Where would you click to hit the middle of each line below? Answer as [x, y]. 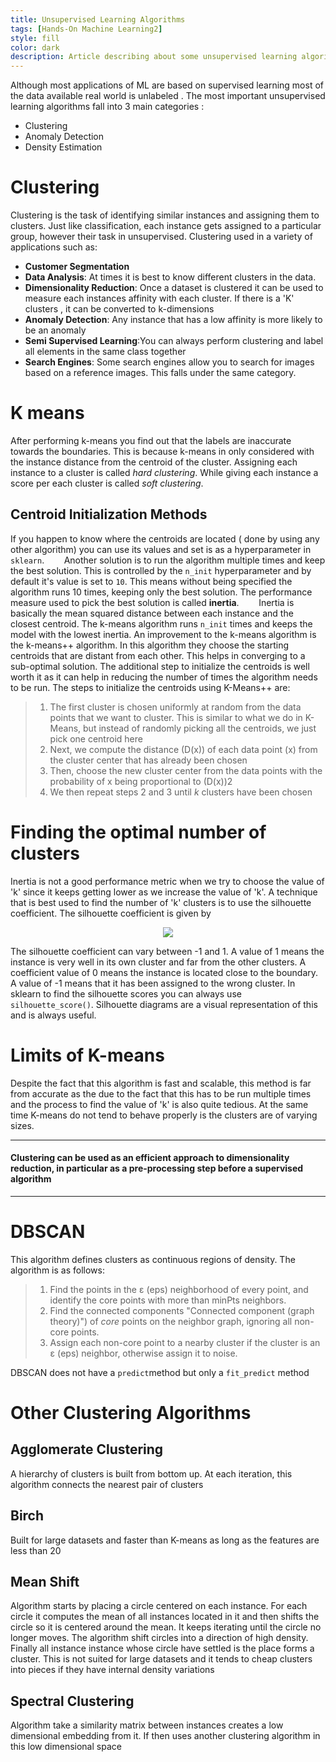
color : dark [35, 47]
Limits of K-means [87, 1055]
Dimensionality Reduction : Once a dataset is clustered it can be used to [174, 288]
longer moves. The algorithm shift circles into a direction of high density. [159, 1638]
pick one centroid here [96, 738]
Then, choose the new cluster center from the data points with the [186, 770]
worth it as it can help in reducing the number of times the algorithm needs [164, 677]
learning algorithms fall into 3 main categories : [107, 107]
